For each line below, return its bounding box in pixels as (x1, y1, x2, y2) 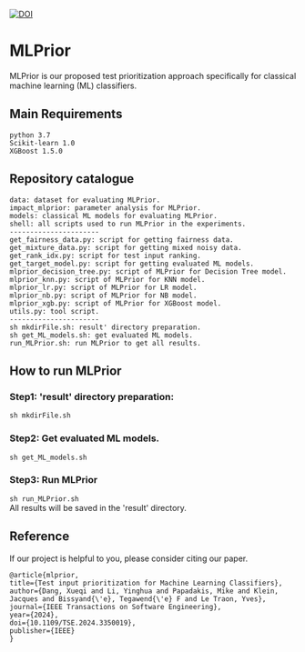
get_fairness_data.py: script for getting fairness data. (9, 235, 234, 245)
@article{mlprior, (9, 570, 79, 579)
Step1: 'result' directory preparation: (9, 390, 175, 403)
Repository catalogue (9, 171, 135, 186)
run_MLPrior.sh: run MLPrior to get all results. (9, 338, 202, 347)
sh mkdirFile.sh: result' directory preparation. (9, 323, 202, 332)
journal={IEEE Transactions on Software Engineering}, (9, 602, 222, 611)
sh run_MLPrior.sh (9, 494, 79, 504)
